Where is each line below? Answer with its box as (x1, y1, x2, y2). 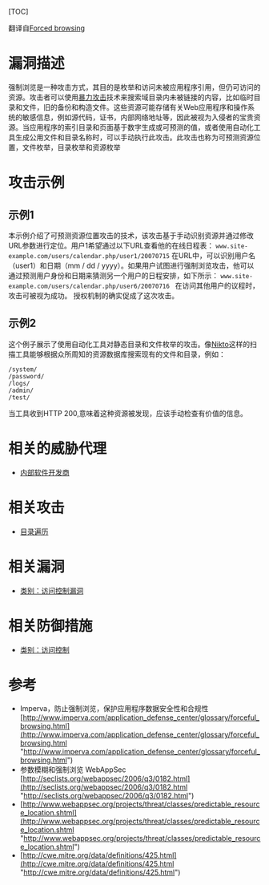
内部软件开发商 (19, 467, 70, 477)
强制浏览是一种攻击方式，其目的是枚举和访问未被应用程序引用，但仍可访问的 (8, 82, 261, 91)
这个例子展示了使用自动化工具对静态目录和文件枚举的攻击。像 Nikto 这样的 (8, 339, 251, 349)
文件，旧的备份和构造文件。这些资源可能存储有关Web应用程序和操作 (22, 102, 248, 111)
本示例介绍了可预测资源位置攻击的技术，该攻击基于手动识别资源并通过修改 (8, 230, 254, 240)
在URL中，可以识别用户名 (171, 250, 256, 260)
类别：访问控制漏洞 (19, 585, 84, 596)
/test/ (8, 393, 30, 402)
